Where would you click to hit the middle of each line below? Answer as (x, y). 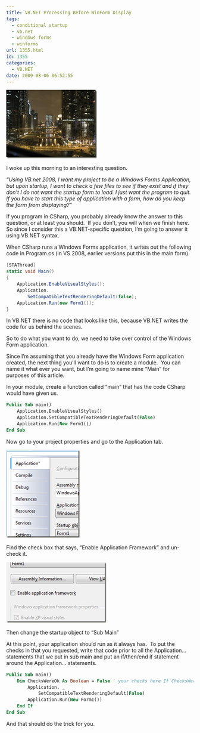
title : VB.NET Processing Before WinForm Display (69, 13)
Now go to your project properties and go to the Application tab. (85, 441)
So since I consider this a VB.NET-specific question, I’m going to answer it (97, 229)
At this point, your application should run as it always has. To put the (91, 644)
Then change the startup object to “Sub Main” (62, 632)
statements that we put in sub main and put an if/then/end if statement (93, 657)
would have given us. (32, 393)
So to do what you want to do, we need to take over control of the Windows (99, 338)
